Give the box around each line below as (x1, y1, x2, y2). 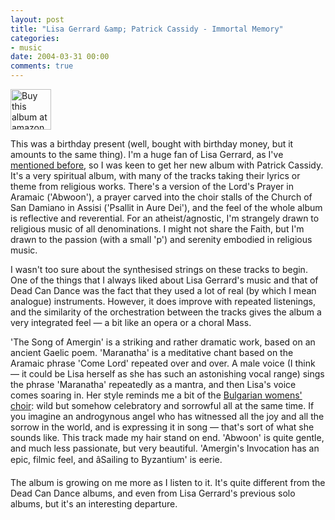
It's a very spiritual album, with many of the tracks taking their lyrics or (10, 170, 301, 181)
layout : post (10, 14, 65, 25)
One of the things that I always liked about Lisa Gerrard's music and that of (10, 274, 319, 286)
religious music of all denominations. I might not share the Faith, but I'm (10, 223, 305, 235)
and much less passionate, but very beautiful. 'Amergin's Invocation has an (10, 442, 320, 454)
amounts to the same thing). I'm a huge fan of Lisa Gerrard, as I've (10, 149, 284, 160)
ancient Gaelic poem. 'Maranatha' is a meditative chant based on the (10, 347, 294, 358)
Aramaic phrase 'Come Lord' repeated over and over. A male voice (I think (10, 357, 316, 369)
